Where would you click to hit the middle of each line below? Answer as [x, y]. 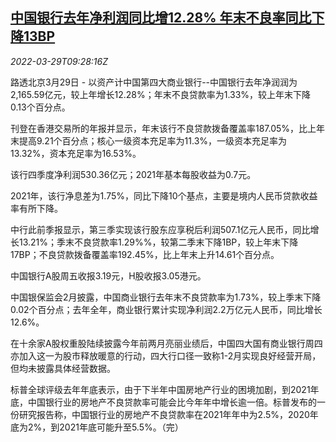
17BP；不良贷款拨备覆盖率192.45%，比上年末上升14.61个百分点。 [145, 254]
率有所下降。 [36, 208]
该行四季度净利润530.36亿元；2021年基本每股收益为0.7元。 [133, 174]
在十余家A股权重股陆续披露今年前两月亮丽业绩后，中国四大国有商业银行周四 [166, 343]
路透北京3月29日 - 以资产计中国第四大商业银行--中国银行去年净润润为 [154, 82]
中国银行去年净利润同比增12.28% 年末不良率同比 [161, 18]
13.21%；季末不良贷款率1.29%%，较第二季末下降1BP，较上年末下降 [158, 242]
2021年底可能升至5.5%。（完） [121, 427]
